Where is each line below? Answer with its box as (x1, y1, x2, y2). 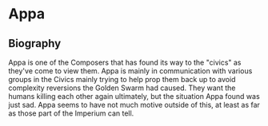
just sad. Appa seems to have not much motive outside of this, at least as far (8, 100, 260, 109)
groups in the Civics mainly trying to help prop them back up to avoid (8, 75, 236, 84)
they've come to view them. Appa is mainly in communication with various (8, 66, 253, 76)
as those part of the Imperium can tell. (8, 108, 134, 118)
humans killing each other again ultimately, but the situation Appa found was (8, 92, 260, 100)
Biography (8, 37, 62, 50)
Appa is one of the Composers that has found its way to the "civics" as (8, 57, 242, 67)
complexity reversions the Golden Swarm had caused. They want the (8, 83, 236, 93)
